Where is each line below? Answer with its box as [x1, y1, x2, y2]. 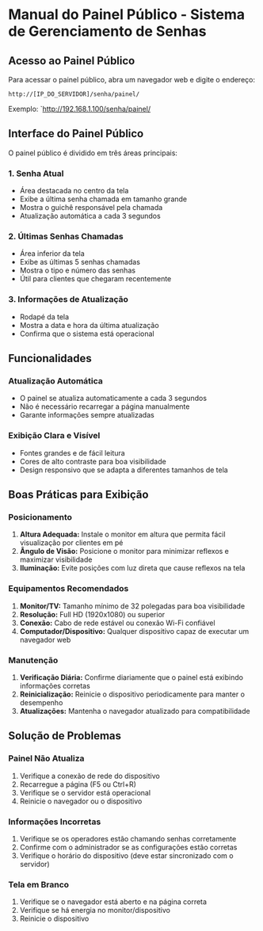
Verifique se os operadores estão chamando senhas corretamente [19, 834, 237, 843]
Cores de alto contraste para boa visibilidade [19, 456, 166, 466]
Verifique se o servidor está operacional [19, 788, 151, 797]
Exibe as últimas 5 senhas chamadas [19, 258, 141, 267]
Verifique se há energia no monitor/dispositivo [19, 906, 170, 915]
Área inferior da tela [19, 249, 85, 258]
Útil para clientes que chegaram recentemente [19, 274, 172, 284]
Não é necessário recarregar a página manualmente [19, 402, 190, 411]
